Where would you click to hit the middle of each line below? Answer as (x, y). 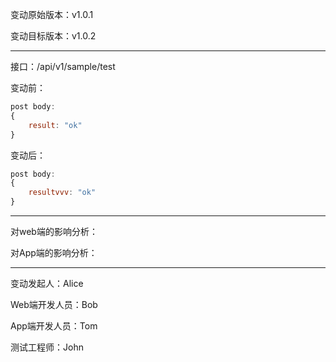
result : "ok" (55, 125)
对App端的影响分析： (54, 252)
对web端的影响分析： (54, 231)
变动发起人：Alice (47, 283)
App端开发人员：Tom (54, 326)
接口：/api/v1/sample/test (63, 66)
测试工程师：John (47, 347)
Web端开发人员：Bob (54, 304)
